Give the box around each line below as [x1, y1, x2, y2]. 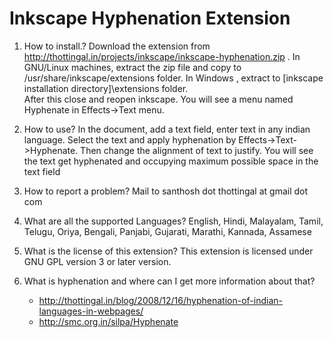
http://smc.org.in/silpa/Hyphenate [38, 315, 179, 327]
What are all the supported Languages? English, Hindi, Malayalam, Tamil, [23, 215, 324, 227]
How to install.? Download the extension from [23, 40, 211, 52]
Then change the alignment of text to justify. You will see [80, 144, 314, 156]
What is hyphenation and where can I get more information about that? [23, 275, 316, 287]
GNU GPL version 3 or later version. [23, 255, 172, 267]
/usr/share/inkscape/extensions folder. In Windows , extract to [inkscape [23, 72, 324, 84]
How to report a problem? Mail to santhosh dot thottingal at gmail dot [23, 185, 309, 197]
